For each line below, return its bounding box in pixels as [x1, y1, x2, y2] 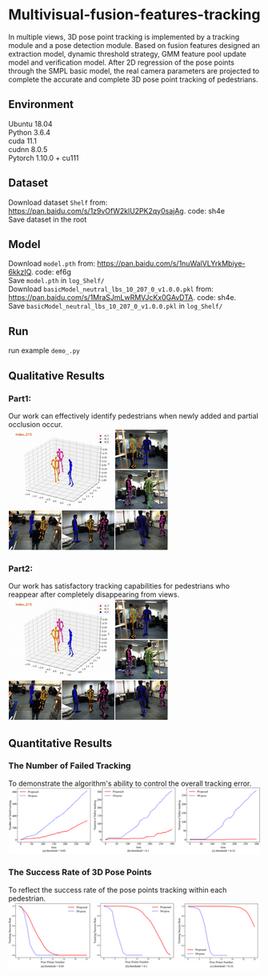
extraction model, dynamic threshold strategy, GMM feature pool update [8, 49, 246, 58]
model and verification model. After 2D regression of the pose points [8, 58, 234, 67]
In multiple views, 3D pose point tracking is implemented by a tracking [8, 32, 240, 42]
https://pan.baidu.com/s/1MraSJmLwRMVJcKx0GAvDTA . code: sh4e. [8, 293, 237, 302]
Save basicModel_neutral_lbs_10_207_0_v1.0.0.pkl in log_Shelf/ [8, 302, 223, 311]
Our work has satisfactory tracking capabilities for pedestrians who [8, 582, 230, 591]
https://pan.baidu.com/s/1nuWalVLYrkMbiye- [97, 258, 246, 269]
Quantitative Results [8, 736, 113, 750]
